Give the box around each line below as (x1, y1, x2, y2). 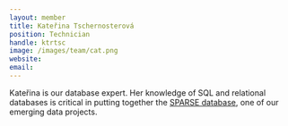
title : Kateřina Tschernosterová (9, 21, 135, 30)
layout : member (9, 13, 66, 22)
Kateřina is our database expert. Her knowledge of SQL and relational (9, 87, 266, 98)
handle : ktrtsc (9, 38, 66, 47)
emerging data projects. (9, 106, 98, 117)
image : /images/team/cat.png (9, 46, 118, 55)
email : (9, 63, 34, 72)
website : (9, 55, 42, 63)
